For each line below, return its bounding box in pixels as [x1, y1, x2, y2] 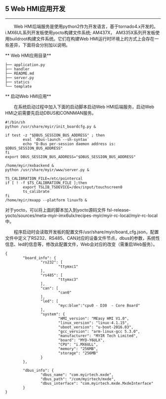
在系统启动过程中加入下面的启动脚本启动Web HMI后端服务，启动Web [14, 103, 155, 110]
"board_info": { [23, 255, 56, 261]
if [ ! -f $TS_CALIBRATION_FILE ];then [5, 180, 87, 185]
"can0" [58, 290, 72, 295]
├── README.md [5, 71, 35, 76]
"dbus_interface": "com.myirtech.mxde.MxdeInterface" [40, 381, 154, 386]
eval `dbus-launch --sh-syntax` [23, 137, 90, 142]
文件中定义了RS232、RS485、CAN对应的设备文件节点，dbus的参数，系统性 [5, 235, 160, 241]
